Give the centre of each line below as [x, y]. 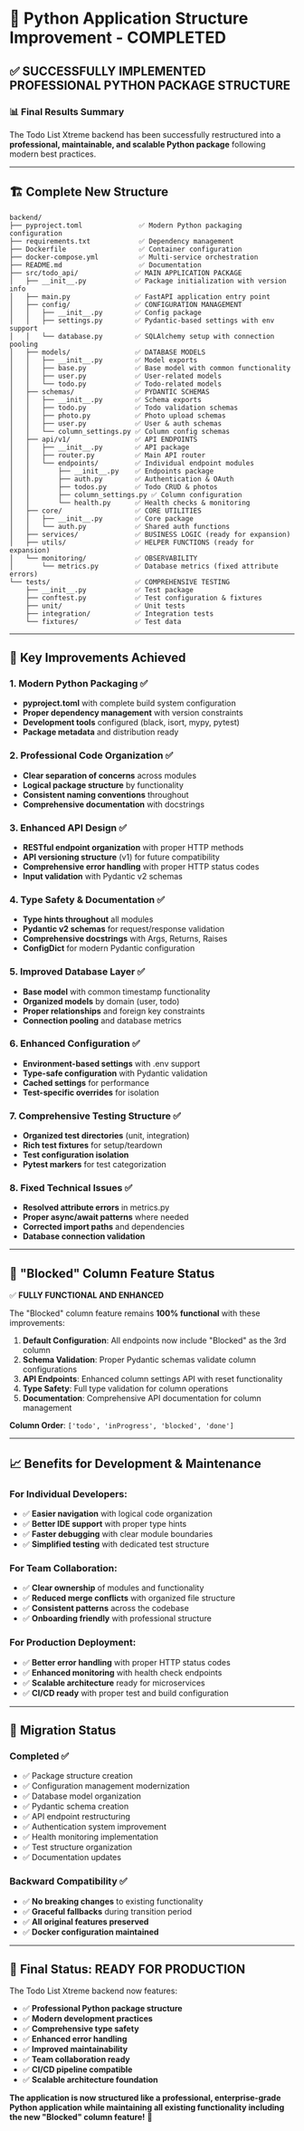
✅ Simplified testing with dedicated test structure [116, 1544]
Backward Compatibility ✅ [69, 1881]
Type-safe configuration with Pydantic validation [115, 1073]
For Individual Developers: [69, 1493]
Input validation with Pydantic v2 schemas [102, 876]
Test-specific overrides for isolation [91, 1092]
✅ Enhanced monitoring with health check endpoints [122, 1672]
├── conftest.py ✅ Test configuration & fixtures [144, 598]
